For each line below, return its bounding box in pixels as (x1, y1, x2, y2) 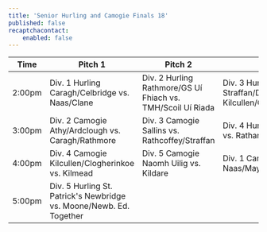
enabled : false (22, 33, 73, 42)
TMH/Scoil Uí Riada (141, 102, 215, 114)
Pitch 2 (164, 59, 192, 70)
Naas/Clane (49, 97, 94, 108)
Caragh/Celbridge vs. (49, 87, 130, 99)
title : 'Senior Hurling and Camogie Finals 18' (8, 11, 169, 20)
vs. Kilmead (49, 168, 94, 179)
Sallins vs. (141, 125, 180, 136)
